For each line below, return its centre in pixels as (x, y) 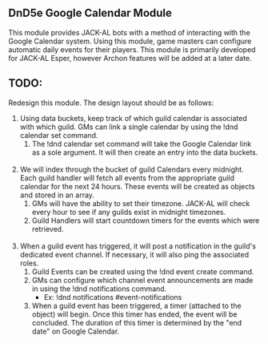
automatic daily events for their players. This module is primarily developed (132, 49)
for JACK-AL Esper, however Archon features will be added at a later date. (130, 58)
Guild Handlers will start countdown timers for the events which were (146, 221)
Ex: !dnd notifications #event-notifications (113, 297)
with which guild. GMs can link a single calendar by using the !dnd (129, 127)
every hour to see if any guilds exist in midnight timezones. (129, 212)
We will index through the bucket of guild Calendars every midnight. (132, 169)
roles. (29, 263)
